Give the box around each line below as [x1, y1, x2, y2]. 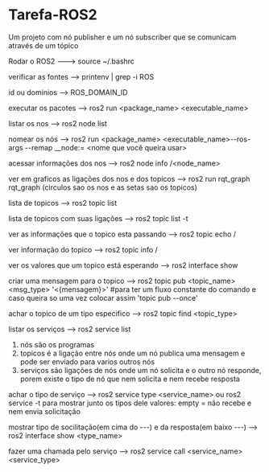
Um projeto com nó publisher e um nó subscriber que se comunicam [8, 32, 237, 42]
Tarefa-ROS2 [8, 6, 98, 24]
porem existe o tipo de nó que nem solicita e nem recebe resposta [19, 374, 240, 384]
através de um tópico [8, 40, 79, 50]
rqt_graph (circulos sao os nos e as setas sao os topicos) [8, 183, 197, 192]
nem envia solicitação [8, 406, 81, 416]
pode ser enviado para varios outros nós [19, 356, 155, 367]
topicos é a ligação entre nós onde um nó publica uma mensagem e [19, 348, 246, 358]
